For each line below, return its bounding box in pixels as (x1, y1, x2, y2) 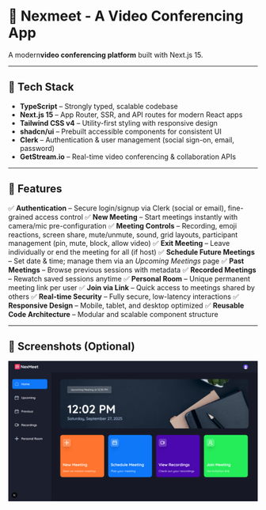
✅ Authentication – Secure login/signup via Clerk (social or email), (8, 203, 226, 213)
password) (19, 143, 55, 153)
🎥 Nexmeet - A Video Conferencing (8, 7, 244, 25)
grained (8, 212, 34, 221)
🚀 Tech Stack (8, 81, 74, 94)
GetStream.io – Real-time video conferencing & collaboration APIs (19, 152, 236, 161)
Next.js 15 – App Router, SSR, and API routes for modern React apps (19, 110, 243, 119)
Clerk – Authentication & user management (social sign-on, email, (19, 134, 235, 145)
